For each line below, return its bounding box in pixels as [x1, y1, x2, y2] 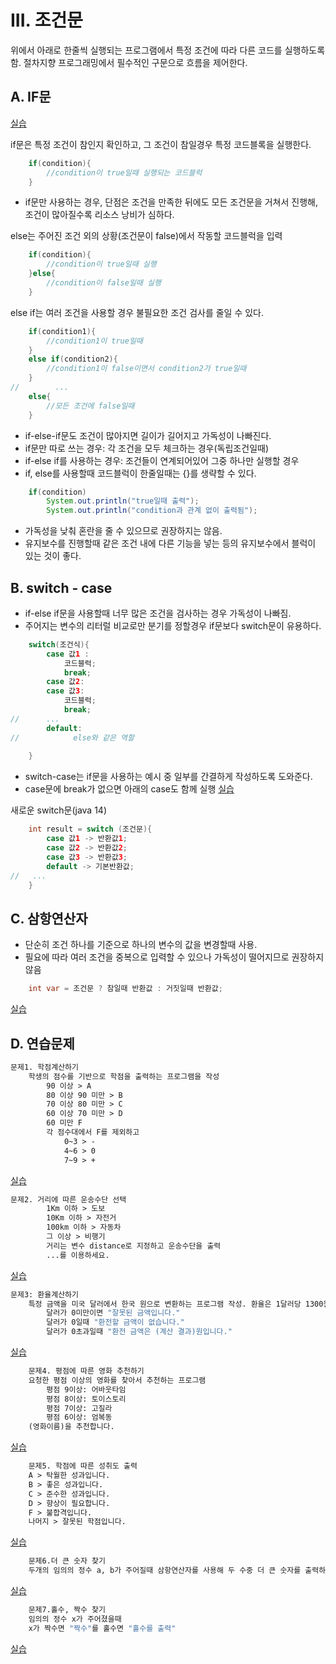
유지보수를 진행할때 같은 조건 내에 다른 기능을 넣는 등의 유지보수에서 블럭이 [24, 537, 317, 550]
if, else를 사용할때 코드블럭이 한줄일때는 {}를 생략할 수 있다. [24, 467, 257, 479]
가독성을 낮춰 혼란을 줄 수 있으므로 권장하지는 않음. [24, 525, 223, 537]
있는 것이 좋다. [24, 550, 82, 562]
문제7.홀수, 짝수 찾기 [28, 1605, 106, 1615]
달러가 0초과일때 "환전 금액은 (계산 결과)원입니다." [46, 1327, 233, 1337]
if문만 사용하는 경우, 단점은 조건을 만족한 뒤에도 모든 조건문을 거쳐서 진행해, [24, 196, 318, 208]
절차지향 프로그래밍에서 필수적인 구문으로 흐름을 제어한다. [23, 56, 248, 68]
